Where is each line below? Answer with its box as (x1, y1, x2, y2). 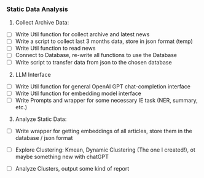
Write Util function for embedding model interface (15, 90, 141, 97)
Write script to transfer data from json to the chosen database (15, 58, 172, 66)
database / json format (15, 134, 73, 141)
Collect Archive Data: (15, 19, 69, 26)
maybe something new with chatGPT (15, 153, 109, 160)
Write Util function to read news (15, 45, 96, 52)
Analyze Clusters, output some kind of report (15, 164, 130, 172)
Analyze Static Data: (15, 115, 67, 123)
